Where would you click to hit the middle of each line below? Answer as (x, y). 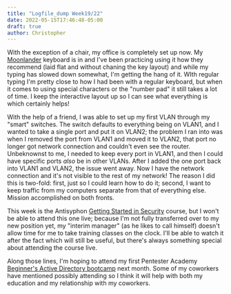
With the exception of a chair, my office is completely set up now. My (105, 52)
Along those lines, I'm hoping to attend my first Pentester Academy (102, 261)
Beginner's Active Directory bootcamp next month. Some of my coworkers (113, 268)
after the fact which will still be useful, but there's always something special (114, 241)
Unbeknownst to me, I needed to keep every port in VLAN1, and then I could (115, 154)
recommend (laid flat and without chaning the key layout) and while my (108, 67)
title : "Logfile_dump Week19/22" (55, 13)
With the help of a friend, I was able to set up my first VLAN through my (109, 117)
